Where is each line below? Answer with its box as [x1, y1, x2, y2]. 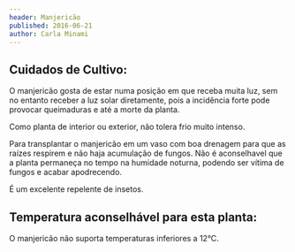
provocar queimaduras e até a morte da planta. [9, 104, 180, 115]
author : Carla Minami [9, 29, 89, 38]
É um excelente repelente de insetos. [9, 184, 144, 195]
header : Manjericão [9, 12, 81, 22]
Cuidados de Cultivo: [9, 62, 128, 77]
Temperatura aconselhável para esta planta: [9, 210, 258, 225]
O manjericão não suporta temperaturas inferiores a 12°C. [9, 233, 219, 243]
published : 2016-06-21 [9, 21, 93, 30]
